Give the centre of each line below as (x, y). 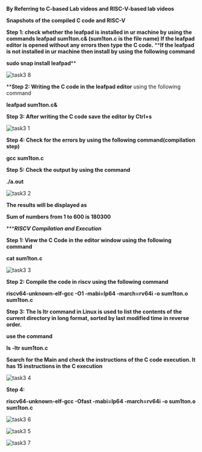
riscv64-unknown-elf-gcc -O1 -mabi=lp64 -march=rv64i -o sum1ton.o (97, 293)
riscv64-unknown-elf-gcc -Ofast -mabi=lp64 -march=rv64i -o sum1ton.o (101, 401)
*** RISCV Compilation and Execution (54, 228)
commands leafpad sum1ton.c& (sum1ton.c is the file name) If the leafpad (101, 38)
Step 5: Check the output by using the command (68, 170)
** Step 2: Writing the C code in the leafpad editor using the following (93, 87)
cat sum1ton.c (24, 258)
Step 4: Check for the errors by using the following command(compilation (101, 140)
